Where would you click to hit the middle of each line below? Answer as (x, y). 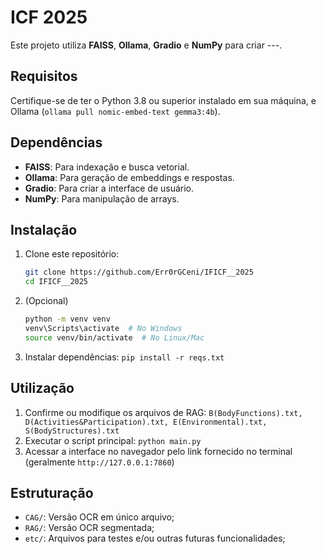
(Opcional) (46, 301)
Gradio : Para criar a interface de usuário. (109, 188)
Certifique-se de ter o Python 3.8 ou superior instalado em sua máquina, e (163, 100)
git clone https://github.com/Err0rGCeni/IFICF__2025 (139, 272)
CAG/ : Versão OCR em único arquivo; (99, 517)
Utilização (42, 388)
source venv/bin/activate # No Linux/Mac (114, 337)
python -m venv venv (67, 319)
